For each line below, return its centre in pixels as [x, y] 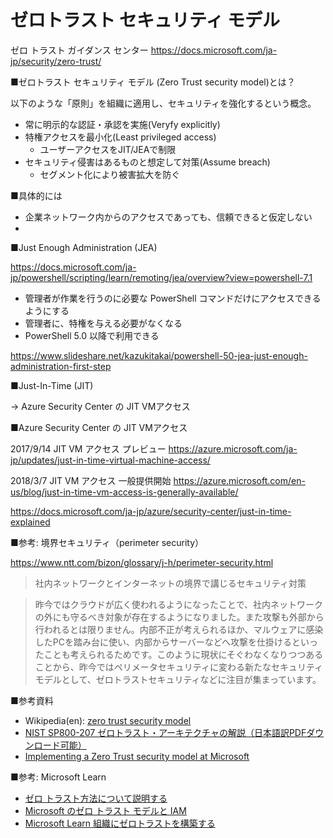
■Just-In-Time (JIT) [52, 385]
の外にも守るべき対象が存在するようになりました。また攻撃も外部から [179, 617]
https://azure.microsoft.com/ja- [233, 448]
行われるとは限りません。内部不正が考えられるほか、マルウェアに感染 [179, 629]
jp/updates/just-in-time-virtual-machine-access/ [110, 460]
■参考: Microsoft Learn [58, 777]
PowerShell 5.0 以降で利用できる [92, 335]
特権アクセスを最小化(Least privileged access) [120, 137]
